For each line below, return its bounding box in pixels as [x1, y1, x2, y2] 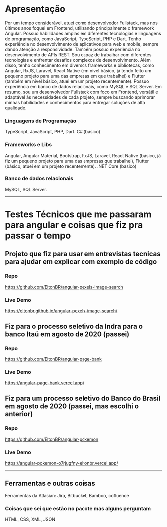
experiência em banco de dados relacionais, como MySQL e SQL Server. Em [5, 83, 162, 89]
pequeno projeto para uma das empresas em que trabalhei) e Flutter [5, 73, 145, 79]
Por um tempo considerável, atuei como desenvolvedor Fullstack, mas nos [5, 20, 158, 26]
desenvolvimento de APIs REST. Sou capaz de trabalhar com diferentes [5, 51, 152, 58]
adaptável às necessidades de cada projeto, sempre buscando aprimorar [5, 94, 155, 100]
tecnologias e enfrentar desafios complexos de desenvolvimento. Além [5, 57, 151, 63]
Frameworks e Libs [5, 141, 52, 148]
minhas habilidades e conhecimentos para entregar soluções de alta [5, 99, 145, 105]
